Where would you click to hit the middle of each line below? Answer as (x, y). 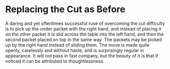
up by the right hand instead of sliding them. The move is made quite (77, 45)
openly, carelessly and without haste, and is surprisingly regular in (75, 50)
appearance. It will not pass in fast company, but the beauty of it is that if (82, 56)
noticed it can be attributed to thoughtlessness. (55, 61)
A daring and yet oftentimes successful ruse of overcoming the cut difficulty (85, 23)
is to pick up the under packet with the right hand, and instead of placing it (83, 28)
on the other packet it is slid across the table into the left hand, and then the (84, 34)
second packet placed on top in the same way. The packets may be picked (84, 40)
